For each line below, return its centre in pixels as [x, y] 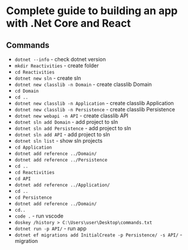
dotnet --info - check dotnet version [60, 59]
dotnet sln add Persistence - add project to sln [73, 128]
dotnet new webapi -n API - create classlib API [71, 116]
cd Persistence [33, 198]
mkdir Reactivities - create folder [57, 65]
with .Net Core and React [68, 23]
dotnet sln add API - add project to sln [62, 134]
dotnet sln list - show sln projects [59, 141]
